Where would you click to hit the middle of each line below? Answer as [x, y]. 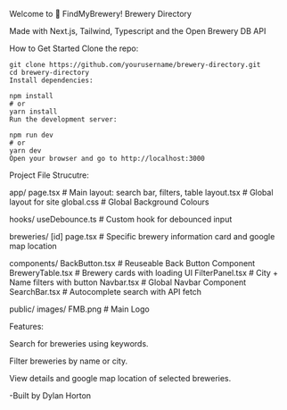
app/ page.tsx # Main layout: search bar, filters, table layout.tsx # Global [141, 192]
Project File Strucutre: [49, 175]
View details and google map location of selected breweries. [120, 378]
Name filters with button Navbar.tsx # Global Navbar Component [128, 282]
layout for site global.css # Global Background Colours [109, 202]
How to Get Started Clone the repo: [74, 48]
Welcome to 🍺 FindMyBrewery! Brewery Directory [100, 14]
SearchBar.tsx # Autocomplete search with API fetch [106, 292]
